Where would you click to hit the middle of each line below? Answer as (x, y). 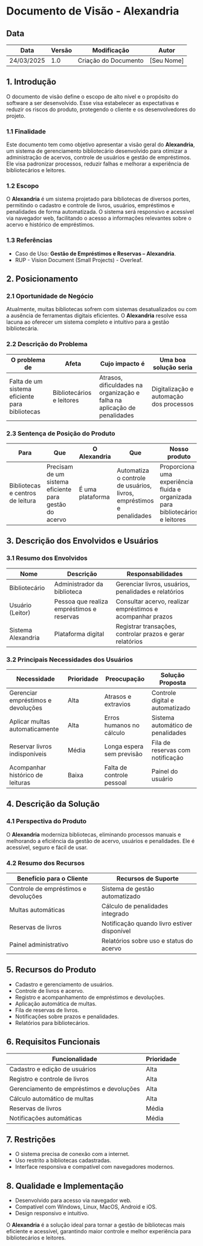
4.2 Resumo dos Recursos (46, 863)
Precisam (60, 466)
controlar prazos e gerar (150, 634)
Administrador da (79, 584)
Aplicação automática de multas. (56, 1003)
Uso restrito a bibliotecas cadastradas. (63, 1160)
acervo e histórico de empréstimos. (50, 225)
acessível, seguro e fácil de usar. (47, 847)
